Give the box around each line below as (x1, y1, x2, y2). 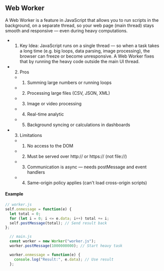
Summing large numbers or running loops (27, 79, 112, 85)
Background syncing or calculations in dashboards (27, 122, 130, 128)
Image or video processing (27, 100, 82, 106)
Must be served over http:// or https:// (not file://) (27, 153, 127, 159)
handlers (27, 169, 45, 175)
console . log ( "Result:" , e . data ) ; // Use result (14, 257, 114, 262)
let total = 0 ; (9, 211, 41, 216)
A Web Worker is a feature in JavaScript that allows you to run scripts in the (5, 17, 159, 23)
